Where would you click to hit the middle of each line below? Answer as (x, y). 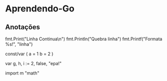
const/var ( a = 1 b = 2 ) (29, 54)
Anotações (23, 27)
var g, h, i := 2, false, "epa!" (33, 63)
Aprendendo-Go (40, 9)
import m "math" (22, 73)
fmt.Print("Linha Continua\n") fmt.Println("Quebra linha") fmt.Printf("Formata (84, 39)
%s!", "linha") (19, 44)
